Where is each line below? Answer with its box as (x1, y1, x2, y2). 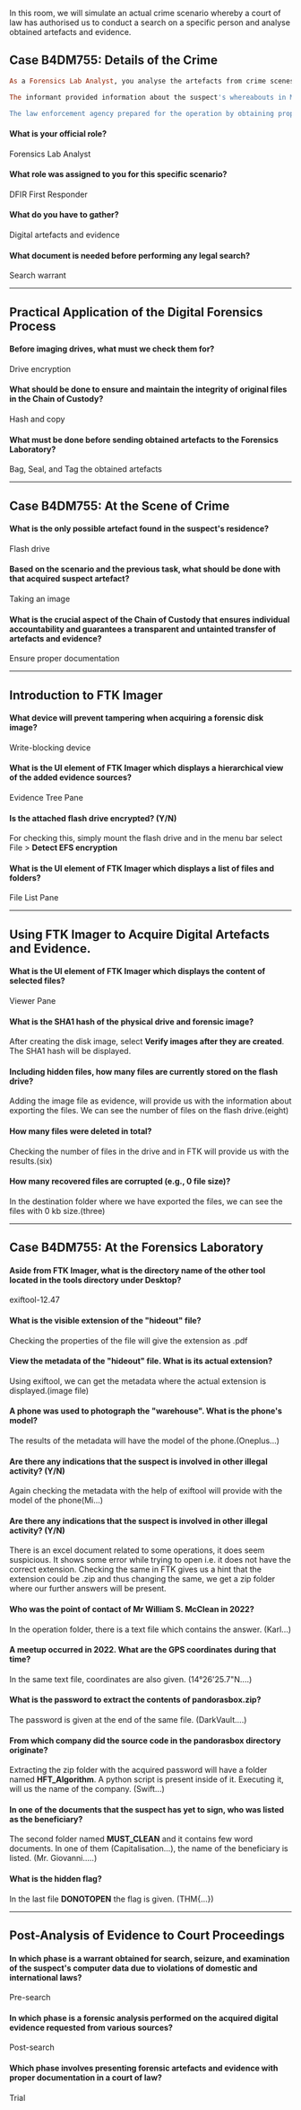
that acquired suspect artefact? (9, 573, 130, 584)
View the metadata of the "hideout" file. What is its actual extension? (9, 1356, 273, 1367)
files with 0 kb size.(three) (9, 1205, 106, 1216)
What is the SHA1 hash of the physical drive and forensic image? (9, 1015, 254, 1027)
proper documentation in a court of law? (9, 2072, 163, 2083)
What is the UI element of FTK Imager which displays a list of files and (9, 863, 275, 873)
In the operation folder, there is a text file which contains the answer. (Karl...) (9, 1624, 292, 1635)
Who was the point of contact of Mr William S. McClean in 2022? (9, 1604, 255, 1615)
